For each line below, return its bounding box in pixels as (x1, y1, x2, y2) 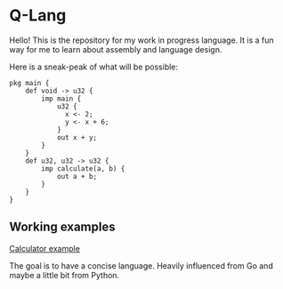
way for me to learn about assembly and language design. (9, 44, 222, 54)
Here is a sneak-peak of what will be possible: (9, 61, 179, 72)
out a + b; (56, 172, 98, 181)
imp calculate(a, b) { (41, 164, 125, 173)
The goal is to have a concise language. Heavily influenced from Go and (9, 260, 273, 271)
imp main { (41, 94, 82, 103)
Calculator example (9, 243, 80, 253)
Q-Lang (9, 5, 67, 26)
